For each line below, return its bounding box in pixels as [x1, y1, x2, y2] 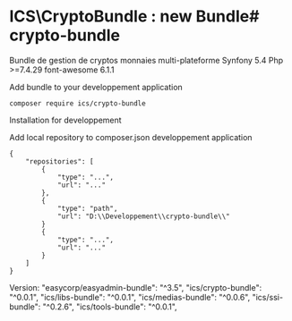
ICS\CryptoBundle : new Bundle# [9, 6, 260, 27]
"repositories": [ [25, 156, 94, 166]
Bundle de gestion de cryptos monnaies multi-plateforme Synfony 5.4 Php [9, 55, 284, 65]
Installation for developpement [9, 114, 123, 125]
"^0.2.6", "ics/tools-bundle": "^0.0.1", [42, 301, 177, 312]
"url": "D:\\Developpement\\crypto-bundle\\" [56, 212, 230, 221]
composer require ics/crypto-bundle [9, 98, 146, 108]
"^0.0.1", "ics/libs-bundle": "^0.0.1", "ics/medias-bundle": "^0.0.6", [9, 291, 251, 302]
